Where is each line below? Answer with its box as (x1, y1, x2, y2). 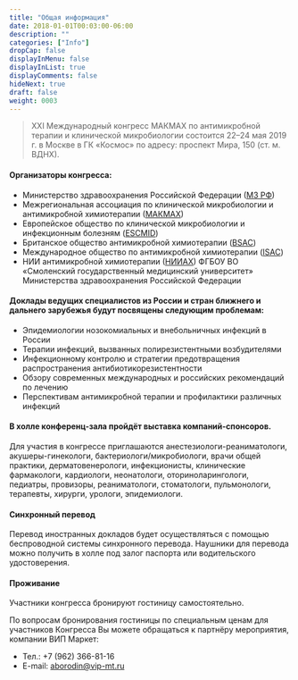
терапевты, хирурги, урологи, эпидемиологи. (9, 488, 183, 499)
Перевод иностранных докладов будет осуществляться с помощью (9, 529, 269, 540)
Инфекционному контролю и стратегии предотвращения (21, 353, 241, 364)
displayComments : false (9, 71, 98, 80)
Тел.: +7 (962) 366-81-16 (21, 651, 115, 662)
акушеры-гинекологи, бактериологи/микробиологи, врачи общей (9, 450, 261, 461)
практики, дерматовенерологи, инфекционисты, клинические (9, 459, 246, 470)
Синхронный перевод (9, 508, 96, 519)
